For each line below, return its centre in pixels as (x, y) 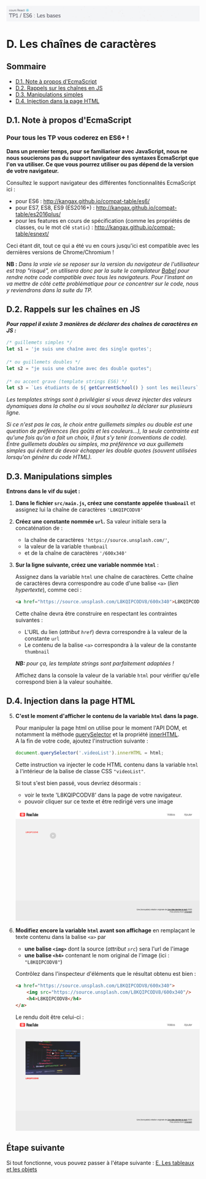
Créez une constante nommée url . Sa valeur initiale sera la (91, 522)
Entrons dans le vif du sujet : (44, 491)
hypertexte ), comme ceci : (48, 590)
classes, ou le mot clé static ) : (54, 227)
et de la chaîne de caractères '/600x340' (76, 553)
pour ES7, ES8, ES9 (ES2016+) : (55, 207)
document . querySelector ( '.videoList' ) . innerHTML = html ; (90, 753)
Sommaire (26, 67)
